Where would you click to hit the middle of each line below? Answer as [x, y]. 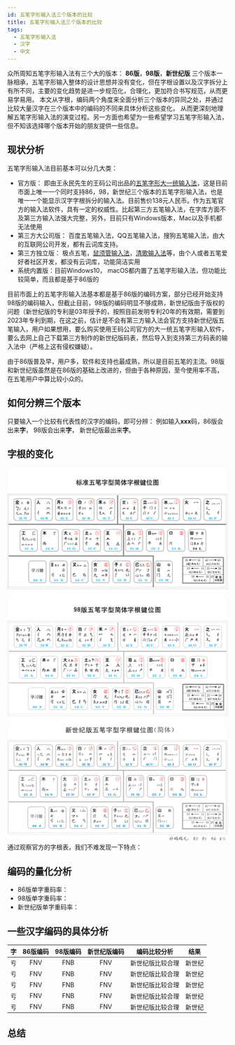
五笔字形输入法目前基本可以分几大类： [62, 168]
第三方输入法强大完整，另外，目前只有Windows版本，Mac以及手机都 [123, 218]
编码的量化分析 [40, 871]
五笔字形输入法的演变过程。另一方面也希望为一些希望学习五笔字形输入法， [120, 117]
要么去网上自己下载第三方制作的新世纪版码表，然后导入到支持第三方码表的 [114, 337]
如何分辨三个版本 [44, 403]
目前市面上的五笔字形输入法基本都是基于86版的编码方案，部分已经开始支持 [115, 294]
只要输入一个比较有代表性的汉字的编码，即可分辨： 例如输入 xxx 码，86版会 [115, 421]
